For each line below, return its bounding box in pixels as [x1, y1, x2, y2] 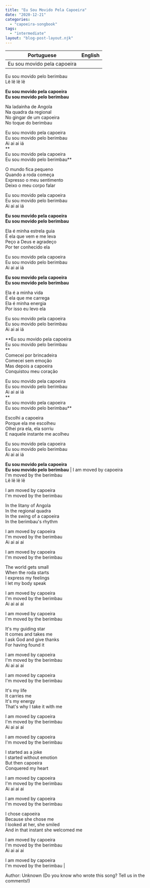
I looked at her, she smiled [5, 821, 60, 827]
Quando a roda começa [5, 172, 55, 178]
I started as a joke [5, 749, 42, 755]
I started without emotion [5, 754, 58, 760]
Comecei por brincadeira [5, 352, 57, 358]
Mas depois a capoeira [5, 363, 53, 369]
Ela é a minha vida [5, 289, 43, 295]
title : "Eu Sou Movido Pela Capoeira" [5, 7, 87, 13]
